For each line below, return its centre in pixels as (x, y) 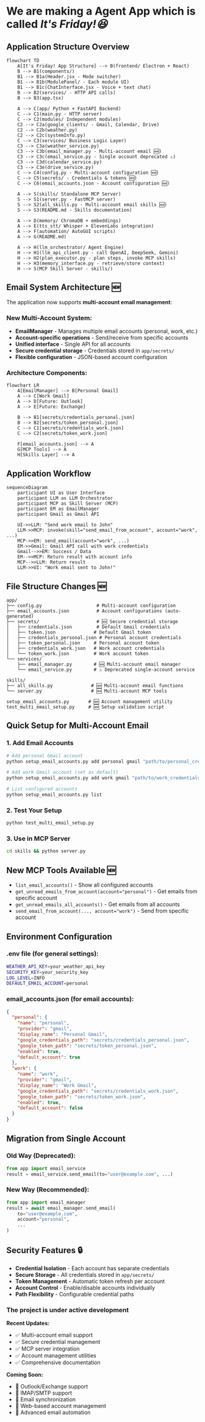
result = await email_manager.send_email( (61, 1208)
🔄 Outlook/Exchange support (52, 1387)
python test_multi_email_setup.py (50, 823)
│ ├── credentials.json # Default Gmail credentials (88, 627)
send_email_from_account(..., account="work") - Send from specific (102, 911)
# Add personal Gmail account (45, 756)
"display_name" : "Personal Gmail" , (63, 1035)
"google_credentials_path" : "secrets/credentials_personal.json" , (103, 1040)
